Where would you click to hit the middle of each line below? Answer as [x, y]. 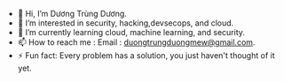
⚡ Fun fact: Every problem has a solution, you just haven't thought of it [146, 56]
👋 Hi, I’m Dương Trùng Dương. [72, 14]
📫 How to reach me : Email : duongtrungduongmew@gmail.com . [136, 42]
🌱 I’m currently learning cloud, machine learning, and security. [131, 32]
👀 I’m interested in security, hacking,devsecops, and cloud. [126, 23]
